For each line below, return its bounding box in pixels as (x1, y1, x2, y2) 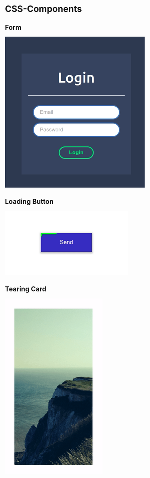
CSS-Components (5, 3, 82, 15)
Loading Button (5, 197, 54, 206)
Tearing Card (5, 285, 46, 293)
